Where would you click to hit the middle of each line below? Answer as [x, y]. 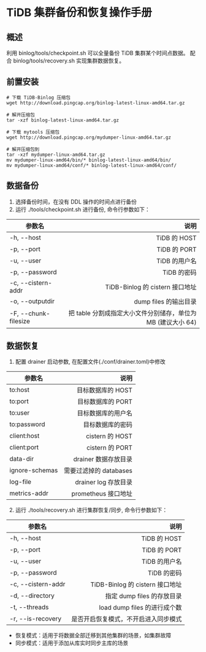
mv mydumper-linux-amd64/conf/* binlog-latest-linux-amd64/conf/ [91, 165]
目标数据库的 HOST [105, 390]
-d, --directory [32, 596]
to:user [20, 413]
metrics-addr [29, 493]
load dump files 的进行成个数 [140, 608]
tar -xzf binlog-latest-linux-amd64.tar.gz [63, 120]
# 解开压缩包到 [23, 149]
